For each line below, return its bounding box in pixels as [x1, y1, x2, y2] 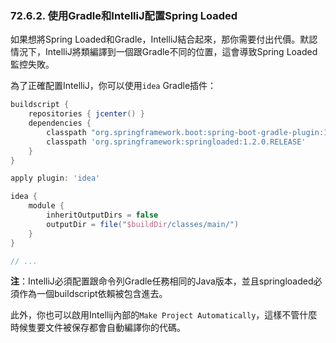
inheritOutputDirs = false [46, 210, 159, 221]
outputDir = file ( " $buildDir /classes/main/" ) [46, 219, 240, 229]
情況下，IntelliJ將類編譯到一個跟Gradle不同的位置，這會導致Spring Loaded [10, 46, 318, 58]
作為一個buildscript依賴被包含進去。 [18, 288, 168, 300]
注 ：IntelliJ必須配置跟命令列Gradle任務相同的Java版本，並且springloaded [10, 275, 314, 287]
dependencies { [28, 118, 92, 129]
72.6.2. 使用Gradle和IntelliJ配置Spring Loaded [10, 8, 238, 22]
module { [28, 201, 65, 211]
